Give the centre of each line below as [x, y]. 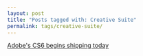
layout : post [26, 13]
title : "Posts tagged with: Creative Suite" [72, 20]
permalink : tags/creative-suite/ [55, 26]
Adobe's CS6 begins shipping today [58, 46]
